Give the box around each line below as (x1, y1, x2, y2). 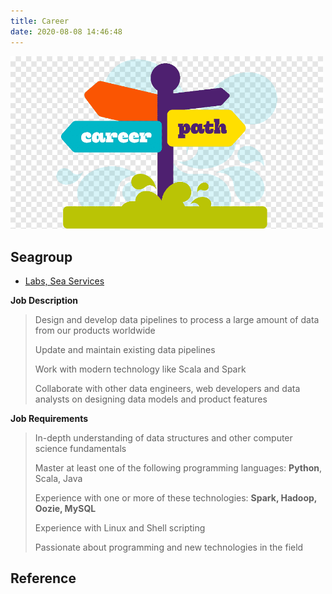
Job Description (10, 294, 79, 306)
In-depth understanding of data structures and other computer (34, 431, 293, 444)
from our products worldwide (34, 324, 156, 336)
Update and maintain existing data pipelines (34, 343, 216, 355)
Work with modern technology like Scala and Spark (34, 363, 247, 375)
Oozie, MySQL (34, 502, 97, 514)
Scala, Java (34, 472, 83, 484)
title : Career (10, 16, 70, 26)
